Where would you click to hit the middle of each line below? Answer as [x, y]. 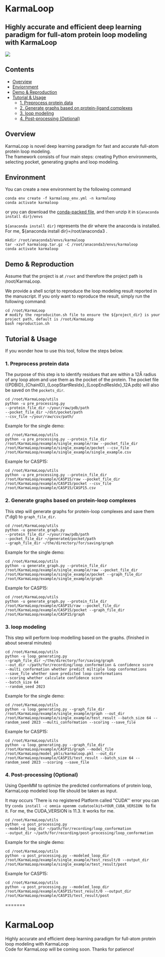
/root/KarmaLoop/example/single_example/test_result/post [66, 864]
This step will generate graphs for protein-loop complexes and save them [80, 511]
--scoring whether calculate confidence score [54, 678]
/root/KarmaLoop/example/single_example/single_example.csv [68, 452]
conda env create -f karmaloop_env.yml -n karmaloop [61, 198]
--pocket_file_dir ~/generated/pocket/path [51, 539]
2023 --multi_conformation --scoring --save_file [83, 722]
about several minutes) [28, 642]
